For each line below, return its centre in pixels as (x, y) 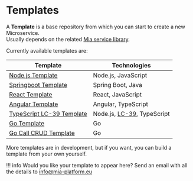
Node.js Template (33, 75)
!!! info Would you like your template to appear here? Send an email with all (97, 165)
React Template (31, 94)
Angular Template (34, 104)
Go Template (27, 123)
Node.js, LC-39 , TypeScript (131, 114)
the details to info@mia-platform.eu (49, 172)
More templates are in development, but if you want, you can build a (89, 147)
